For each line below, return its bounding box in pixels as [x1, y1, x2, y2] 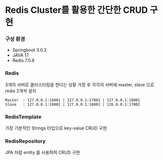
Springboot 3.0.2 [12, 47, 47, 53]
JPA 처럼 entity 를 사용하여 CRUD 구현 [5, 150, 80, 156]
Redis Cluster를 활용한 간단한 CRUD [5, 4, 148, 16]
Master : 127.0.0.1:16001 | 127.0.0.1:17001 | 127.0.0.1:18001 [5, 97, 140, 102]
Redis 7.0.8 [12, 58, 35, 64]
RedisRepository [5, 138, 46, 144]
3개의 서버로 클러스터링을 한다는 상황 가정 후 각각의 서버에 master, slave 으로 [5, 82, 155, 88]
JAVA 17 [12, 52, 29, 58]
